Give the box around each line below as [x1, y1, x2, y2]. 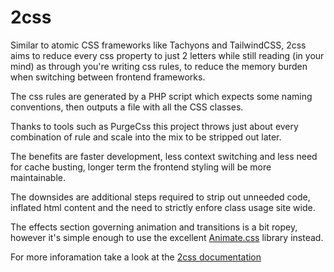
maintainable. [10, 171, 66, 183]
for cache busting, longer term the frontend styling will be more [10, 161, 272, 173]
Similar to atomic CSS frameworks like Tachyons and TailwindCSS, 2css [10, 39, 307, 51]
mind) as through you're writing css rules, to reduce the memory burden [10, 60, 308, 72]
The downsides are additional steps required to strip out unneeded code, [10, 191, 311, 203]
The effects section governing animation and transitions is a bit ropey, [10, 221, 298, 233]
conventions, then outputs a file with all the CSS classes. [10, 101, 244, 113]
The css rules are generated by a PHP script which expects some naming [10, 90, 313, 102]
